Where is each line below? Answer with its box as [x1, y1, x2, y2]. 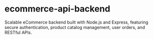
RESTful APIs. [4, 29, 32, 35]
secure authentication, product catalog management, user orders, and [4, 24, 145, 30]
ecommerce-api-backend [4, 3, 110, 14]
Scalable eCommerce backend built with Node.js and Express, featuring [4, 19, 149, 25]
